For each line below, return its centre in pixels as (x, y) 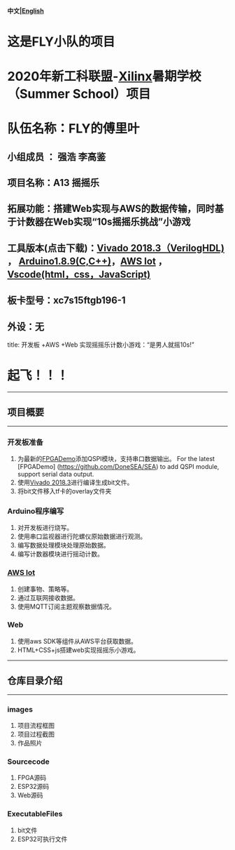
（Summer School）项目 (79, 94)
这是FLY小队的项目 (61, 41)
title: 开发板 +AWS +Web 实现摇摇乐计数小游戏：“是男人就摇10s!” (101, 345)
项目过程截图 (36, 734)
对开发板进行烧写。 (45, 528)
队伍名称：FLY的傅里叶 (73, 129)
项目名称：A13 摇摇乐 (54, 182)
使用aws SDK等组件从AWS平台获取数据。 (77, 641)
